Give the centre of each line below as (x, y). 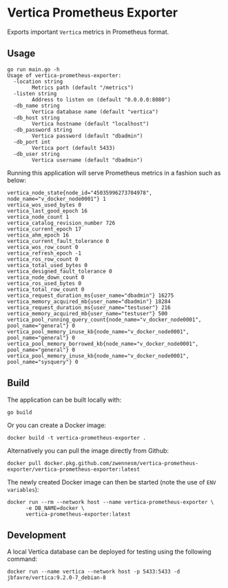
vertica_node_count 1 (38, 217)
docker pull (24, 463)
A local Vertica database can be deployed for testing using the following (109, 552)
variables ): (23, 489)
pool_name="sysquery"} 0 (43, 362)
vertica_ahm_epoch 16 (38, 235)
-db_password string (43, 130)
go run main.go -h (33, 69)
